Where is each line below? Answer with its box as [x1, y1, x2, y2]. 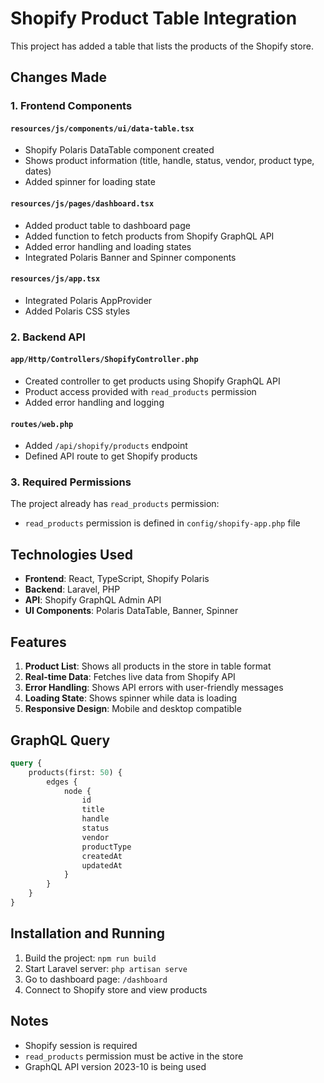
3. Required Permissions [10, 475, 132, 489]
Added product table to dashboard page [24, 219, 191, 231]
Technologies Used [10, 546, 133, 563]
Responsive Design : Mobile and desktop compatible [24, 703, 242, 715]
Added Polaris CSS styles [24, 305, 131, 317]
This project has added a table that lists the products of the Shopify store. [10, 40, 314, 52]
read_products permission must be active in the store [24, 1050, 244, 1062]
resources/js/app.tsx [10, 274, 101, 284]
